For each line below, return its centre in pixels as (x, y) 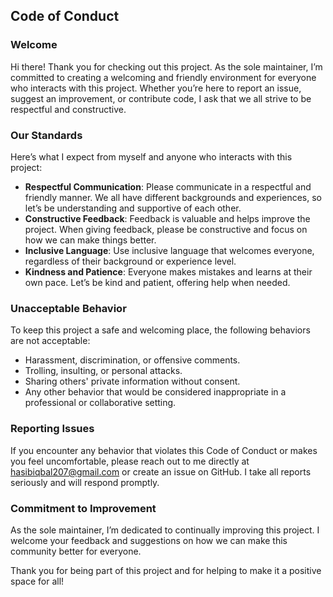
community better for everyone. (76, 551)
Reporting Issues (52, 429)
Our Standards (46, 135)
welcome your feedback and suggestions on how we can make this (149, 540)
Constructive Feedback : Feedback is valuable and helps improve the (167, 218)
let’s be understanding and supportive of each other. (133, 208)
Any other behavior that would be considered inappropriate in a (155, 392)
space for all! (37, 581)
